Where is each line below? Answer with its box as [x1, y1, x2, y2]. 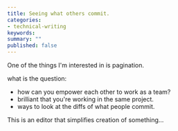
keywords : [7, 29, 36, 37]
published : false [7, 42, 57, 49]
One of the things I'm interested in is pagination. [7, 61, 144, 69]
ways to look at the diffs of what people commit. [17, 103, 155, 110]
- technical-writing [7, 23, 67, 30]
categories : [7, 17, 42, 23]
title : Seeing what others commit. [7, 10, 110, 17]
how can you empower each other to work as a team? [17, 88, 171, 96]
